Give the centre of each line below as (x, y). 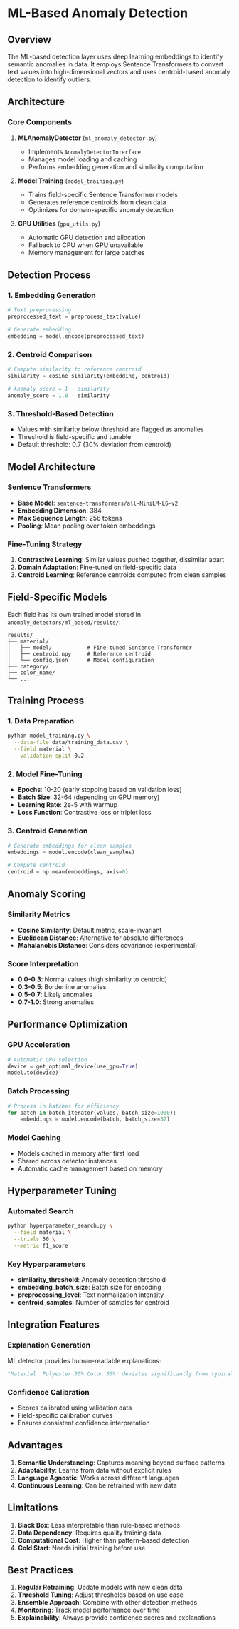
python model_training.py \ (49, 736)
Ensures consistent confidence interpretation (84, 1423)
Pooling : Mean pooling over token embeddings (86, 526)
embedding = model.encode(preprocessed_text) (76, 336)
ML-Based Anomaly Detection (98, 13)
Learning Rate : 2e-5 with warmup (68, 805)
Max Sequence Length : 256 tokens (70, 518)
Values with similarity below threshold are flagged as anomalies (111, 429)
